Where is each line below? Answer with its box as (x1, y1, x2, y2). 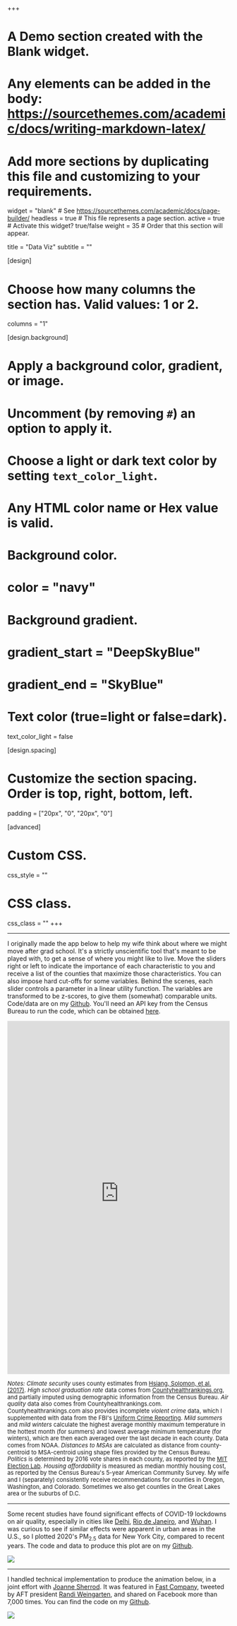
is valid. (7, 515, 54, 530)
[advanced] (7, 822, 41, 831)
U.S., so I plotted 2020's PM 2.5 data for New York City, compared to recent (7, 1532, 225, 1542)
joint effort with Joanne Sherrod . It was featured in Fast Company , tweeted (7, 1582, 224, 1591)
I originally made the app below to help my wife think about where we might (7, 939, 227, 947)
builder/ (7, 214, 30, 222)
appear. (7, 229, 30, 237)
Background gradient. (7, 612, 138, 628)
